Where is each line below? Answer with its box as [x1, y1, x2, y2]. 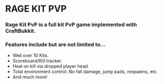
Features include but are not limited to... [5, 41, 106, 48]
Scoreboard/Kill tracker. [12, 58, 62, 64]
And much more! [12, 74, 48, 80]
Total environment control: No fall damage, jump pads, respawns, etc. [12, 69, 158, 75]
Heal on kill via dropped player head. [12, 63, 90, 69]
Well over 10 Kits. [12, 53, 49, 59]
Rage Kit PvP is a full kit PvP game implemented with [5, 21, 137, 28]
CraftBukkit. [5, 27, 36, 34]
